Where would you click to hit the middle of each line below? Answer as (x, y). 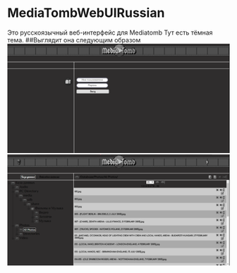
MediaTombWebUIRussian (86, 13)
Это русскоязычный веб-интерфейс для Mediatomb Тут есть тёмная (110, 32)
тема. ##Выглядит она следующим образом (74, 40)
